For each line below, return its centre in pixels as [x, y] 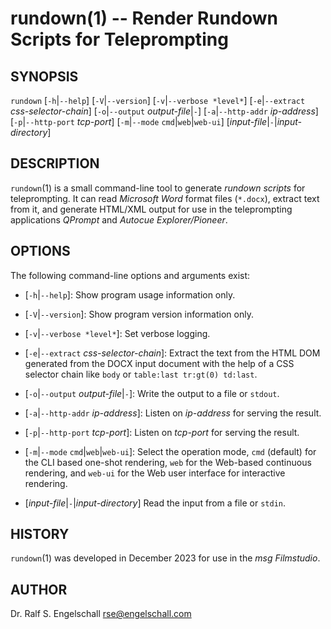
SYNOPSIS [44, 76]
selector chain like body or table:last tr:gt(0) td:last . [141, 374]
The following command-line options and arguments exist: [130, 275]
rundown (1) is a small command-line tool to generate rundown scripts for [158, 188]
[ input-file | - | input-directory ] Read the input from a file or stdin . [155, 503]
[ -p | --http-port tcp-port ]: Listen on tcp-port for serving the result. [162, 432]
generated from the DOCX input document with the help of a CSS [159, 363]
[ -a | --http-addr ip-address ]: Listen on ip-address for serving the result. [173, 413]
